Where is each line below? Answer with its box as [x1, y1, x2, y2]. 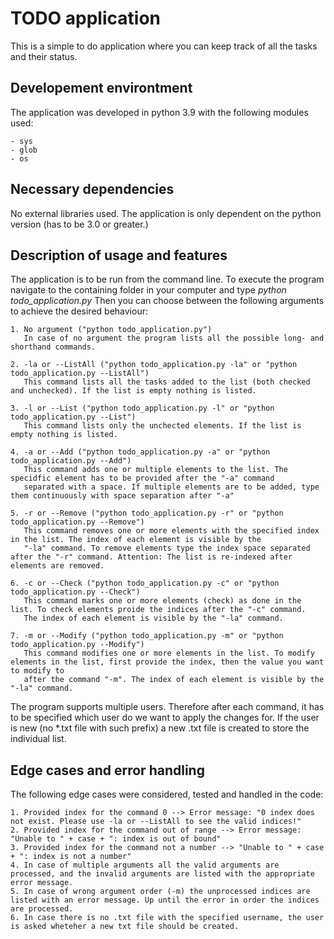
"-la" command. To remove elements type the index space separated [23, 543, 311, 554]
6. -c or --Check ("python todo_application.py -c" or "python [10, 578, 280, 589]
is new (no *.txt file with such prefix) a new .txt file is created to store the [10, 722, 310, 734]
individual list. [10, 733, 67, 745]
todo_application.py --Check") [10, 587, 141, 597]
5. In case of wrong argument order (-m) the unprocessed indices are [10, 887, 311, 897]
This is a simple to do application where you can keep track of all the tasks [10, 40, 318, 52]
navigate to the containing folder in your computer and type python [10, 284, 287, 296]
